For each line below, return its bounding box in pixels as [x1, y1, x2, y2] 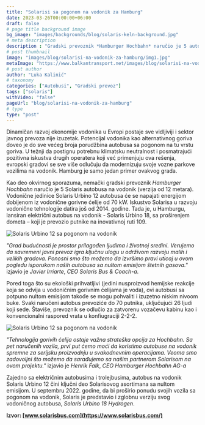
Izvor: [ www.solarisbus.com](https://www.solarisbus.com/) [6, 412, 163, 419]
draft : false [6, 20, 40, 26]
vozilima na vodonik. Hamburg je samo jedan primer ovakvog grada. [6, 167, 178, 175]
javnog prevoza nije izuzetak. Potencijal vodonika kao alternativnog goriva [6, 135, 193, 142]
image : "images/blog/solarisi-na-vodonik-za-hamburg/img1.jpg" [6, 55, 171, 61]
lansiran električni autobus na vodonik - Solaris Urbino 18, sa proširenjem [6, 212, 190, 219]
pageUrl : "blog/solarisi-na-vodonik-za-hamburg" [6, 100, 132, 106]
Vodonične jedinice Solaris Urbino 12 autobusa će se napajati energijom [6, 192, 187, 200]
